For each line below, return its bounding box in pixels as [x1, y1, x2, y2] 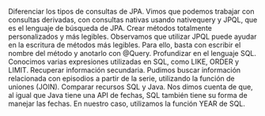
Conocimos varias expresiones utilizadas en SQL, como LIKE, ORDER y [8, 57, 240, 66]
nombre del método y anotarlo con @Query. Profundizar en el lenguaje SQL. [8, 49, 257, 58]
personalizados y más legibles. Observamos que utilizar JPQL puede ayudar [8, 32, 257, 41]
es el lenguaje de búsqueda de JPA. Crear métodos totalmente [8, 24, 212, 32]
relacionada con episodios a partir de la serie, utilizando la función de [8, 74, 235, 83]
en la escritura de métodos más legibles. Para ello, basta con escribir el [8, 40, 241, 50]
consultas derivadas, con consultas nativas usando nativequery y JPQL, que [8, 15, 258, 24]
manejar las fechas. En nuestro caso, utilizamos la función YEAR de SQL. [8, 99, 245, 108]
